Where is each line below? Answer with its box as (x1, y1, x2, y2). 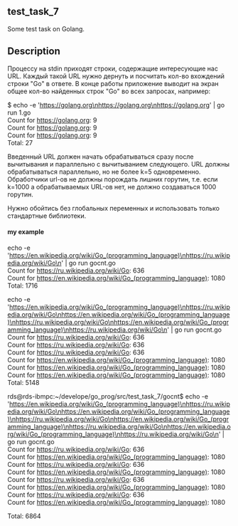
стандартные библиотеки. (7, 211, 87, 220)
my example (7, 228, 45, 236)
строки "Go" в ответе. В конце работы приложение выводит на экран (7, 79, 219, 88)
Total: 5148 (7, 378, 40, 386)
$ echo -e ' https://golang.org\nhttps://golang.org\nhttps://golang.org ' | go (7, 100, 225, 109)
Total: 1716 (7, 281, 38, 290)
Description (7, 46, 60, 58)
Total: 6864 (7, 512, 41, 520)
